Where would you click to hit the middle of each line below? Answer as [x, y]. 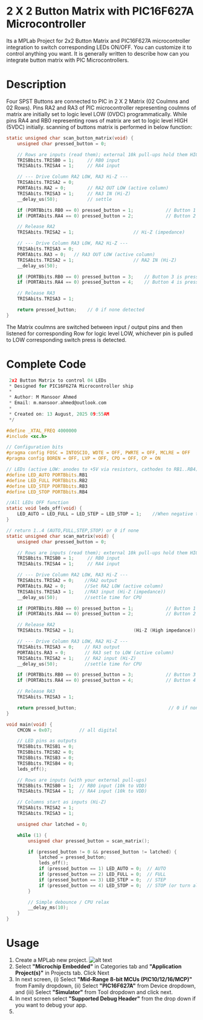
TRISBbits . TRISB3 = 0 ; [46, 758]
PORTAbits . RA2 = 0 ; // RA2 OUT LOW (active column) [93, 188]
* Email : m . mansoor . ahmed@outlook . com [58, 403]
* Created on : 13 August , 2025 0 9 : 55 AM [59, 414]
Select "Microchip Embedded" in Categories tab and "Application [98, 966]
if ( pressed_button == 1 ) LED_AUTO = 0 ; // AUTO [102, 869]
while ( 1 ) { [32, 835]
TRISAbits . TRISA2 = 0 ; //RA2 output [67, 581]
